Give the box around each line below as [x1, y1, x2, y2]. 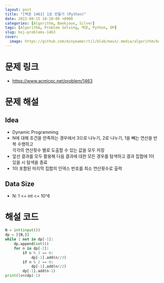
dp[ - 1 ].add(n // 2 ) [31, 264, 67, 269]
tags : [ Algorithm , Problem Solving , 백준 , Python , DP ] [5, 25, 117, 30]
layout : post [5, 7, 32, 12]
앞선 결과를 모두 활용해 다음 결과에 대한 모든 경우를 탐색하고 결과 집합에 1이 [12, 153, 155, 159]
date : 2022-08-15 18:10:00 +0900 [5, 16, 73, 21]
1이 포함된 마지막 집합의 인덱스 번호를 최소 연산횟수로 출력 [12, 165, 122, 171]
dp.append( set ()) [14, 242, 49, 246]
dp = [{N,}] [5, 232, 29, 237]
